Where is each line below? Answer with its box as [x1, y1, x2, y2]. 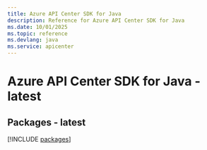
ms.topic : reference [7, 30, 69, 37]
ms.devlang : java [7, 37, 59, 44]
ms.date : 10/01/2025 [7, 23, 69, 30]
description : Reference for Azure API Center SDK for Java [7, 17, 185, 24]
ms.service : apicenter [7, 43, 74, 50]
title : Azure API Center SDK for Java [7, 10, 122, 18]
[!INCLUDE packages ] [7, 135, 71, 143]
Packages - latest [7, 116, 86, 128]
